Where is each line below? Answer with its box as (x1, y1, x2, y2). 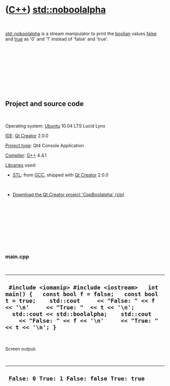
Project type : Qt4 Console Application (5, 142, 84, 148)
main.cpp (5, 253, 29, 260)
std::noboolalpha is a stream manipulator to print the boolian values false (5, 30, 157, 36)
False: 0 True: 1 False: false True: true (8, 375, 145, 382)
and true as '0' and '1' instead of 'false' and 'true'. (5, 36, 109, 42)
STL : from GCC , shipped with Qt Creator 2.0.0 (12, 171, 109, 178)
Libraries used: (5, 162, 36, 168)
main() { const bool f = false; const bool (5, 290, 158, 298)
